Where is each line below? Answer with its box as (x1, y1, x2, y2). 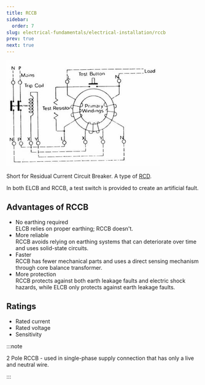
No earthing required (15, 218, 69, 226)
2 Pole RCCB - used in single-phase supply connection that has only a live (6, 354, 195, 362)
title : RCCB (6, 10, 37, 16)
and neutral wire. (6, 360, 49, 368)
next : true (6, 42, 34, 48)
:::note (6, 342, 23, 349)
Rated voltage (15, 324, 51, 331)
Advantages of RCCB (6, 202, 89, 213)
